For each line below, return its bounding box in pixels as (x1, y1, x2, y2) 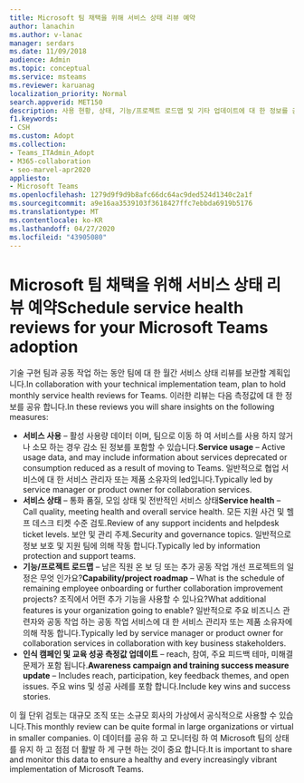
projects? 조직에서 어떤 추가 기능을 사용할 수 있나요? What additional (22, 593, 267, 604)
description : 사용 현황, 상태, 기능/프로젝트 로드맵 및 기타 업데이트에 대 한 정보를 (9, 106, 289, 115)
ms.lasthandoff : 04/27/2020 (9, 224, 116, 233)
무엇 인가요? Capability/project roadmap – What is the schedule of (39, 573, 285, 583)
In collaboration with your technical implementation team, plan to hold (25, 378, 287, 390)
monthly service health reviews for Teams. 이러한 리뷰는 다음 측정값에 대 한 (9, 390, 283, 401)
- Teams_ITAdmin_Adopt (9, 148, 95, 157)
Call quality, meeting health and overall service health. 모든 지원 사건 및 (22, 506, 285, 517)
